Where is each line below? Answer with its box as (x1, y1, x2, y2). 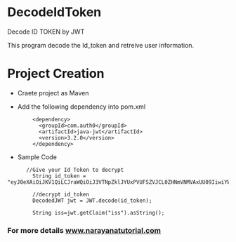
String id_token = (32, 173, 86, 180)
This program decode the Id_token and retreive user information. (7, 41, 195, 49)
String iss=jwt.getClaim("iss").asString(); (32, 209, 165, 216)
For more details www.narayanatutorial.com (7, 225, 162, 235)
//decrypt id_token (32, 191, 90, 198)
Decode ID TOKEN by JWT (7, 27, 85, 36)
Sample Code (17, 152, 58, 161)
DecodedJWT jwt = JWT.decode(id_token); (32, 197, 152, 204)
